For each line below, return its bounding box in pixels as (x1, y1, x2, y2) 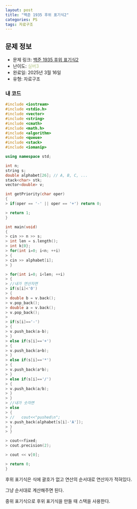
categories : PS (5, 17, 38, 22)
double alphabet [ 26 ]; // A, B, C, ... (5, 173, 88, 178)
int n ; (5, 163, 19, 168)
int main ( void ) (5, 224, 38, 230)
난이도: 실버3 (12, 63, 39, 69)
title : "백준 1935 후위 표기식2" (5, 12, 69, 17)
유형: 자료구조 (12, 76, 41, 82)
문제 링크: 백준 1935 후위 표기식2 (12, 57, 79, 63)
